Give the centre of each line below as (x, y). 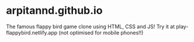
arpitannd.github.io (54, 11)
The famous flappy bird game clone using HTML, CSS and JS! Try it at (91, 26)
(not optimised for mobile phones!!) (101, 32)
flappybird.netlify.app (32, 32)
